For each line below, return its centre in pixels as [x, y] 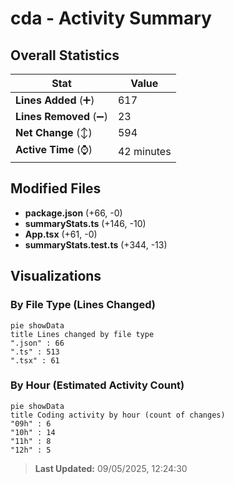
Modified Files [56, 188]
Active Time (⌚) [54, 149]
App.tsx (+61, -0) [61, 234]
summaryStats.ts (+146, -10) [85, 223]
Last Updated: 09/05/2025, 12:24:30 [111, 468]
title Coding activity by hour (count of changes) [118, 415]
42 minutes [144, 151]
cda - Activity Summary [111, 18]
